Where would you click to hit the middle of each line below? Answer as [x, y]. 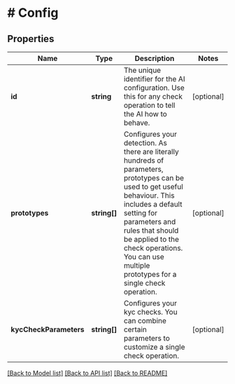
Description [155, 59]
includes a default [153, 204]
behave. [137, 123]
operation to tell [149, 105]
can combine [145, 321]
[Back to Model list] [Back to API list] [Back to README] [87, 373]
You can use [144, 257]
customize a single [154, 347]
